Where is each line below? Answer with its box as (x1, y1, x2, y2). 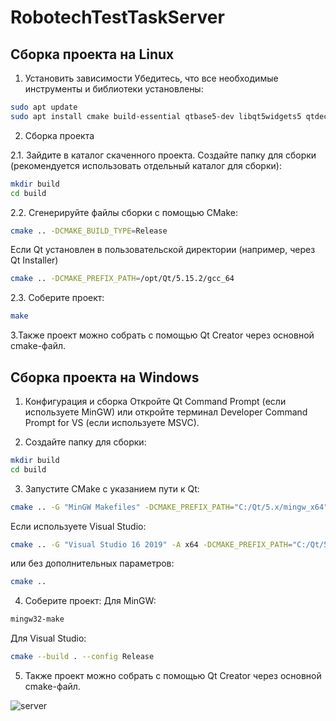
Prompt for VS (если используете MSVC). (24, 416, 200, 428)
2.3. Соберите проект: (10, 292, 105, 304)
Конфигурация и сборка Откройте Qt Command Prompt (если (24, 395, 287, 407)
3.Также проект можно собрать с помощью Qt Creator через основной (10, 329, 315, 341)
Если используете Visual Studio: (10, 520, 147, 532)
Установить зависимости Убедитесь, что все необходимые (24, 72, 279, 84)
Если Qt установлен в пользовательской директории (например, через (10, 244, 316, 256)
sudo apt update (10, 102, 78, 112)
